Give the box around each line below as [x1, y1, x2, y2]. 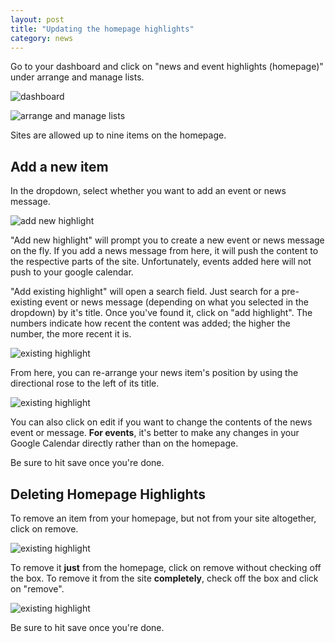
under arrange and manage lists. [10, 71, 145, 83]
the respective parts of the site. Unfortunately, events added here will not [10, 256, 312, 268]
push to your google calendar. [10, 266, 134, 278]
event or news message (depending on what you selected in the [44, 296, 309, 308]
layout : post [10, 14, 65, 25]
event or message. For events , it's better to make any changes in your [10, 427, 300, 439]
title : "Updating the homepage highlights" [10, 24, 195, 34]
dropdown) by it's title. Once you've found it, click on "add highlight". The [10, 307, 313, 319]
